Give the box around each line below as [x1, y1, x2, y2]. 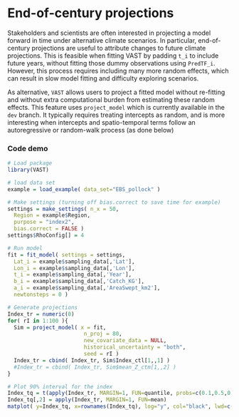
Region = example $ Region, [14, 212, 91, 219]
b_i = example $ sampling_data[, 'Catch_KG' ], [14, 278, 144, 285]
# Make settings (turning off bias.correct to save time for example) [7, 198, 221, 206]
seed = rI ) [83, 351, 119, 358]
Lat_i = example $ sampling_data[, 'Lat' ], [14, 258, 135, 265]
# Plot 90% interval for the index [7, 383, 113, 390]
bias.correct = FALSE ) [14, 225, 84, 232]
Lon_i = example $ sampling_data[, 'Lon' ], [14, 264, 135, 272]
